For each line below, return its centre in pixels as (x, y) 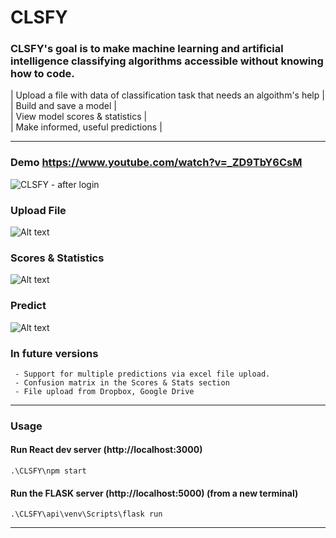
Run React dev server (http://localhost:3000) (106, 450)
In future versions (54, 353)
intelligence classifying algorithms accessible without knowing (167, 61)
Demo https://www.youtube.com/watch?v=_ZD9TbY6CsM (156, 163)
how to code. (42, 74)
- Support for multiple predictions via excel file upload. (142, 374)
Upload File (38, 210)
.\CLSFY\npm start (48, 471)
